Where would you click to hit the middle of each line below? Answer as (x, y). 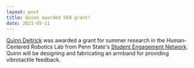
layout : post (23, 12)
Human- (176, 41)
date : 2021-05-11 (28, 23)
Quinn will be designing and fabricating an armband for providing (88, 53)
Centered (18, 47)
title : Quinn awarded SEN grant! (48, 18)
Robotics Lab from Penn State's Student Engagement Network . (109, 47)
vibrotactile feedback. (34, 60)
